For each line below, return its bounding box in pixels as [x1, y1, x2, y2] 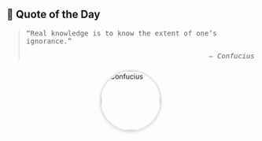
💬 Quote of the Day [6, 8, 101, 21]
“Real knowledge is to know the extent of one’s [25, 28, 217, 38]
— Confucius [208, 51, 255, 60]
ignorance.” [25, 36, 72, 46]
